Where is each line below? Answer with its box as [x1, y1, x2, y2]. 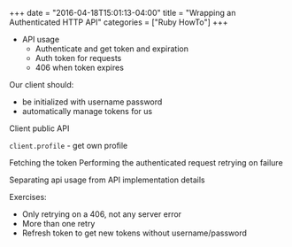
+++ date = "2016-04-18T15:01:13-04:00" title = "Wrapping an [9, 8, 236, 18]
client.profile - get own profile [9, 141, 128, 151]
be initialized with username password [21, 96, 163, 107]
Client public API [9, 123, 70, 134]
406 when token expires [35, 62, 124, 73]
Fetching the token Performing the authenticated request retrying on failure [9, 158, 283, 167]
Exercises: [9, 192, 47, 202]
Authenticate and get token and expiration [35, 43, 188, 54]
